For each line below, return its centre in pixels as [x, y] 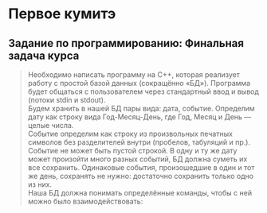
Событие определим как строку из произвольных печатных [130, 134]
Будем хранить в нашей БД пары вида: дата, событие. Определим [141, 108]
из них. [40, 184]
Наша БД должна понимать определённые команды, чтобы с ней [140, 193]
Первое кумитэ [62, 14]
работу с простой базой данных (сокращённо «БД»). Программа [139, 83]
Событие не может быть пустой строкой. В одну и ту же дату [132, 151]
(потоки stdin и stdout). [67, 100]
